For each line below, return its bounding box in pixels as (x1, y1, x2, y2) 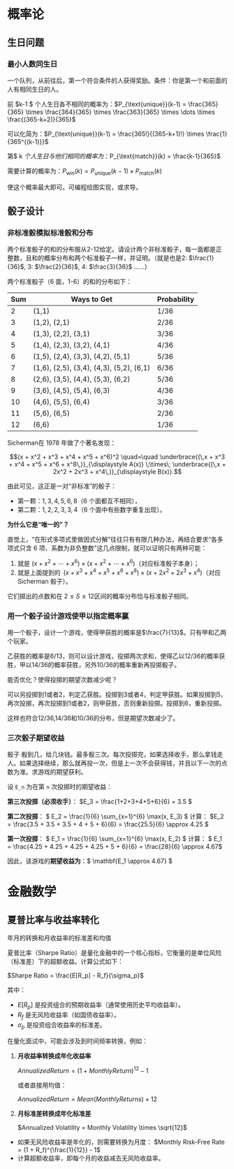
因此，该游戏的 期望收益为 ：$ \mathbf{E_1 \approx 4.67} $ (7, 857, 173, 866)
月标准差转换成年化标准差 (17, 1110, 92, 1118)
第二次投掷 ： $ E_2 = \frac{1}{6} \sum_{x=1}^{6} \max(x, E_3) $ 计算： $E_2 (7, 812, 225, 821)
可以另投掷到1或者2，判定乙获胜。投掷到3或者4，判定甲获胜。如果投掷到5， (7, 690, 227, 698)
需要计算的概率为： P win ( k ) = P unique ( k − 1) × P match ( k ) (7, 166, 163, 177)
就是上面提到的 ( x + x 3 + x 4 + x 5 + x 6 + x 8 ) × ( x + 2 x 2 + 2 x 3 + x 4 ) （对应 (17, 567, 221, 577)
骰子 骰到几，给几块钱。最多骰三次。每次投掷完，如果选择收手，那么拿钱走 (7, 750, 224, 759)
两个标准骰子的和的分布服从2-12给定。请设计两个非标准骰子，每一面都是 (7, 245, 217, 254)
